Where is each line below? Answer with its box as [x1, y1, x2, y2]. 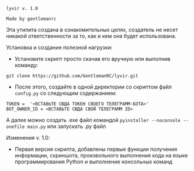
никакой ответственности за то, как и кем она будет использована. [6, 32, 177, 40]
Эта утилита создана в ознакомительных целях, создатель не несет [6, 27, 178, 33]
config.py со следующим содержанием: [14, 90, 117, 97]
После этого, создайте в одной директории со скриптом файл [14, 83, 172, 90]
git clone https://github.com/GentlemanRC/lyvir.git [6, 73, 139, 79]
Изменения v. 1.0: [6, 134, 50, 141]
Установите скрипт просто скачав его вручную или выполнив [14, 55, 171, 62]
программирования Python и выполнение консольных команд [14, 158, 173, 165]
